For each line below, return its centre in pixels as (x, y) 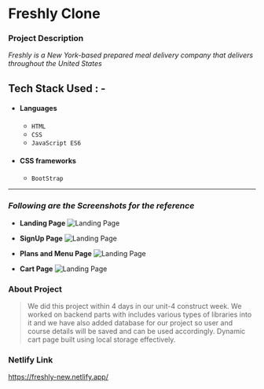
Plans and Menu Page (55, 253)
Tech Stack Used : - (57, 88)
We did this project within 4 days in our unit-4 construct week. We (134, 306)
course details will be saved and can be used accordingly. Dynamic (136, 331)
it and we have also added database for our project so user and (130, 322)
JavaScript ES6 (56, 143)
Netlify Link (31, 360)
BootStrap (48, 179)
